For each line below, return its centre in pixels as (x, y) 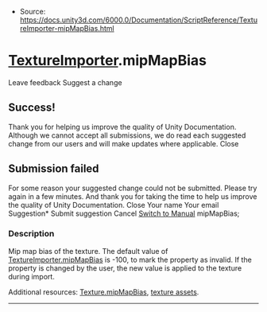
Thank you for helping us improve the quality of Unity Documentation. (122, 127)
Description (31, 234)
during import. (32, 276)
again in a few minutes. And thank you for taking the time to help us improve (133, 196)
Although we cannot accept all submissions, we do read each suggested (127, 135)
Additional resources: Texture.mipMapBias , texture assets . (104, 292)
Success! (32, 108)
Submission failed (54, 169)
